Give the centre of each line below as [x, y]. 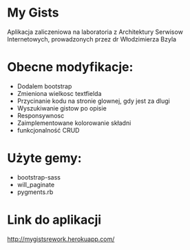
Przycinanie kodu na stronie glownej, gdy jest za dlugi [94, 101]
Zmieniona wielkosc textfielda [59, 93]
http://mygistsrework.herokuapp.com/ [61, 239]
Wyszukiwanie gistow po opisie [62, 108]
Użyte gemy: [44, 158]
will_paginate [36, 184]
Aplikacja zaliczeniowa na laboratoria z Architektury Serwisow [95, 32]
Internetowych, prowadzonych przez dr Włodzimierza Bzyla [92, 39]
